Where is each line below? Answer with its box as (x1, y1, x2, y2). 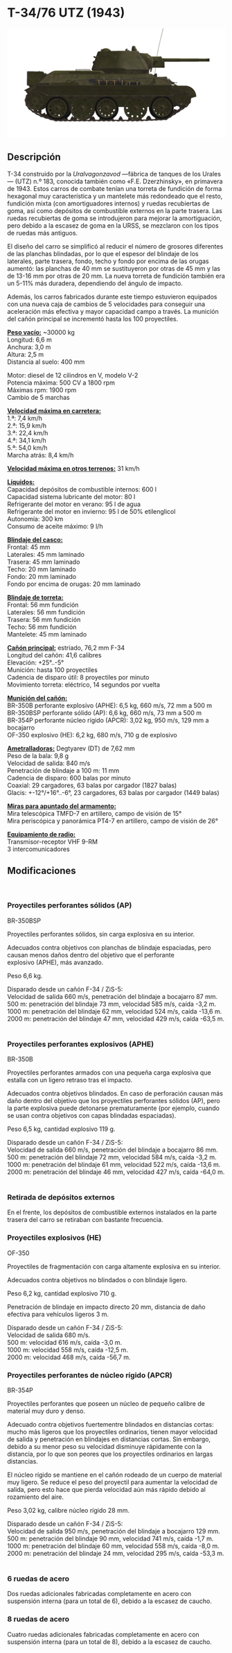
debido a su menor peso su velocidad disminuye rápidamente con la (7, 1443, 202, 1451)
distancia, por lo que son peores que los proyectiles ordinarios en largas (7, 1450, 213, 1459)
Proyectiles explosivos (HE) (7, 1233, 102, 1243)
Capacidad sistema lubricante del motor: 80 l (7, 492, 136, 501)
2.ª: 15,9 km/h (7, 421, 47, 430)
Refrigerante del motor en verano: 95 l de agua (7, 500, 141, 508)
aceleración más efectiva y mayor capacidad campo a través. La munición (7, 307, 220, 315)
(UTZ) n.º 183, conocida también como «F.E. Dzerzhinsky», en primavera (15, 177, 223, 185)
